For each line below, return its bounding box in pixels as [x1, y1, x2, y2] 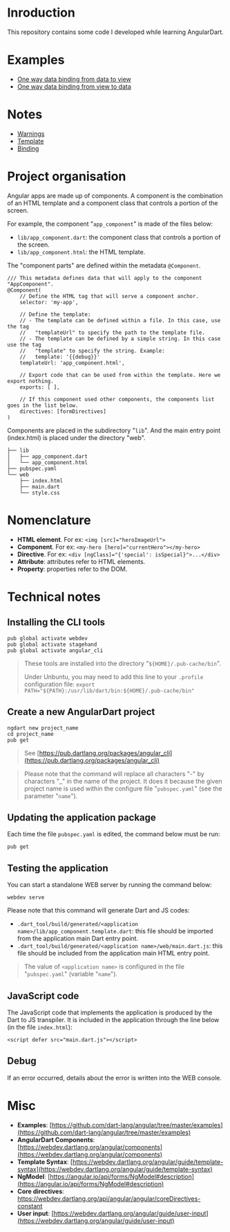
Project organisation [7, 168, 126, 184]
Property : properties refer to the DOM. [17, 565, 128, 573]
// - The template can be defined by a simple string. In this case [19, 335, 221, 342]
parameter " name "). [23, 791, 78, 800]
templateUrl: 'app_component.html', [19, 359, 126, 367]
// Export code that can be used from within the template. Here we [19, 371, 221, 378]
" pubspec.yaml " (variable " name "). [23, 970, 118, 978]
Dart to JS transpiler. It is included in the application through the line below [7, 1015, 220, 1023]
